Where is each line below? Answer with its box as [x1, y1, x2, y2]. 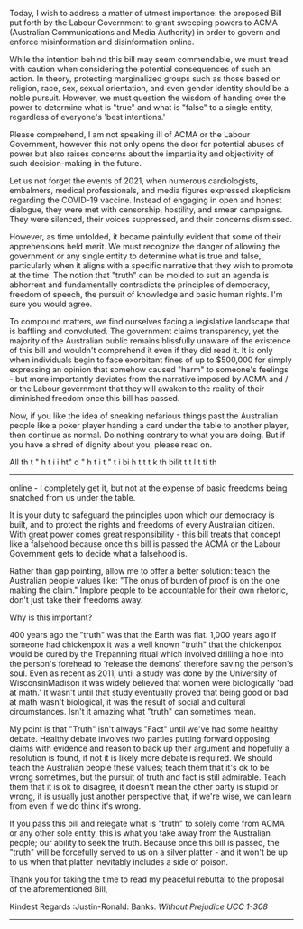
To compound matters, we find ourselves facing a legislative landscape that [9, 316, 290, 326]
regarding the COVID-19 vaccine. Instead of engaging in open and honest [9, 194, 282, 205]
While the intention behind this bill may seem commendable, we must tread [9, 54, 289, 64]
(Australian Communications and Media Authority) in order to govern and [9, 27, 280, 37]
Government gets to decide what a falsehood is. [9, 549, 188, 558]
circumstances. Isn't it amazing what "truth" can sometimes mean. [9, 707, 257, 717]
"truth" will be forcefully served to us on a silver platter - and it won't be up [9, 847, 289, 858]
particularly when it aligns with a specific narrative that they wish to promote [9, 260, 294, 270]
